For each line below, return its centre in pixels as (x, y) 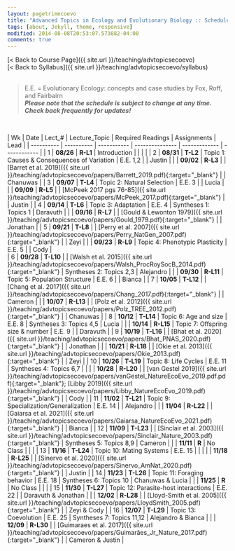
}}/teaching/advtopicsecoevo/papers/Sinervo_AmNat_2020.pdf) (100, 465)
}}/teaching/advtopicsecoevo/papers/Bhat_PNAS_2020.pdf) (124, 339)
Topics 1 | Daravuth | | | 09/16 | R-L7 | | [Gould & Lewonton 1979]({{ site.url (115, 212)
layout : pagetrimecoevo (42, 14)
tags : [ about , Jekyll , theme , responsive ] (70, 27)
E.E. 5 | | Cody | (30, 250)
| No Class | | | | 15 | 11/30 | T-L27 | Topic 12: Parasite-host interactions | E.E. (117, 488)
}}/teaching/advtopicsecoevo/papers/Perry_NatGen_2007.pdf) (97, 235)
